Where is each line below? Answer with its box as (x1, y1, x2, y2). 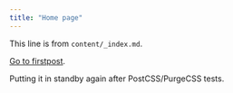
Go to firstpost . (9, 55, 66, 66)
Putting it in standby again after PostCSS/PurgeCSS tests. (9, 73, 225, 84)
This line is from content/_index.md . (9, 38, 143, 49)
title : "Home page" (9, 13, 83, 23)
